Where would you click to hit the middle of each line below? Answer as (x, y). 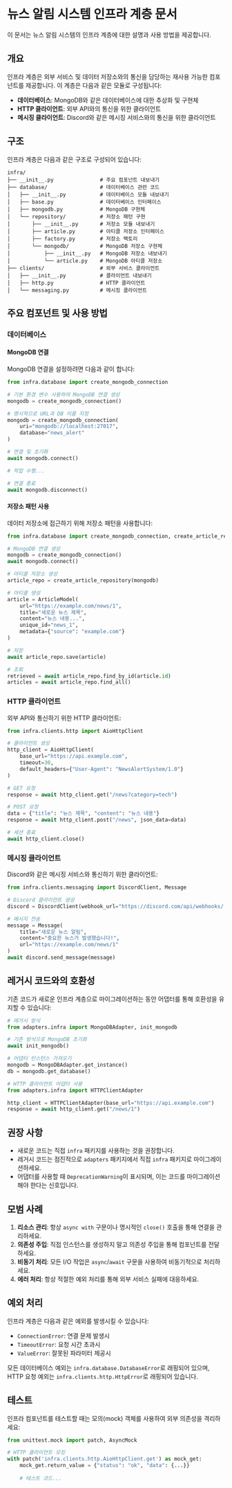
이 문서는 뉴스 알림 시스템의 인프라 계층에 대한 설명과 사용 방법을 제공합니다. (109, 35)
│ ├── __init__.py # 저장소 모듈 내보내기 (81, 224)
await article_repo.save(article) (57, 657)
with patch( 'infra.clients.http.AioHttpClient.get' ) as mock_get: (105, 1459)
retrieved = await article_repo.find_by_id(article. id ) (89, 676)
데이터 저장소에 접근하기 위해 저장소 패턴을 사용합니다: (80, 523)
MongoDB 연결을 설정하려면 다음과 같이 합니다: (71, 369)
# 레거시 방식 (24, 1020)
